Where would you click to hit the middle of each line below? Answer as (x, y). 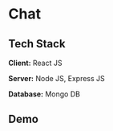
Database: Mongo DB (44, 94)
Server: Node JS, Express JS (57, 78)
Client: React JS (35, 63)
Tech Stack (37, 44)
